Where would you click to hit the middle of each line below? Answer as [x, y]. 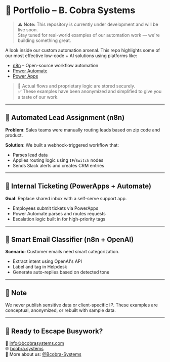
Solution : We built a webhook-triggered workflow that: [62, 145]
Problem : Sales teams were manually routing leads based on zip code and [83, 130]
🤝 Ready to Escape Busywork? [54, 331]
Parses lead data [30, 155]
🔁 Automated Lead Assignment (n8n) [65, 118]
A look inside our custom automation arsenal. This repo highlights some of [83, 50]
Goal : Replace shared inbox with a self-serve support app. [66, 198]
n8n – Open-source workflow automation [55, 65]
